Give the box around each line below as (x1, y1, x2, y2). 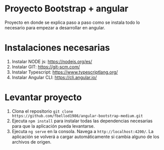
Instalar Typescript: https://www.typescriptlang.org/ (11, 69, 118, 75)
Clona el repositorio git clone (11, 108, 73, 114)
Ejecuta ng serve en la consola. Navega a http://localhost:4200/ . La (11, 128, 154, 134)
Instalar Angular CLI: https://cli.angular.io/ (11, 74, 97, 80)
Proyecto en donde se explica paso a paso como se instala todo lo (4, 19, 140, 25)
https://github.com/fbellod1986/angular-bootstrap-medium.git (11, 113, 143, 118)
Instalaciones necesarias (4, 42, 110, 54)
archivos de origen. (11, 139, 52, 145)
